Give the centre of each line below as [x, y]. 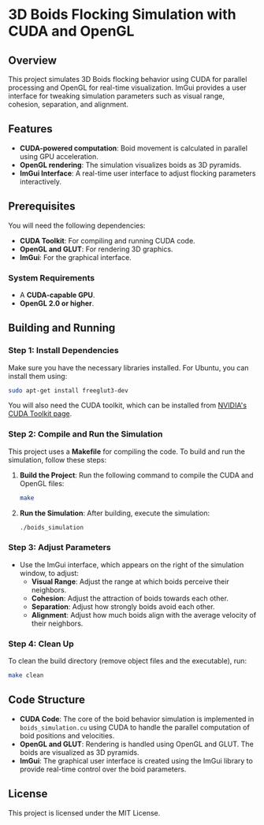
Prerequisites [42, 206]
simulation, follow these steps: [58, 459]
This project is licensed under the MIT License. [84, 812]
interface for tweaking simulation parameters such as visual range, [116, 96]
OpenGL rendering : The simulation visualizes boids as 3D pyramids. [130, 165]
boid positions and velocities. [67, 735]
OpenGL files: [42, 483]
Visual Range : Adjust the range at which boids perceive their [130, 582]
